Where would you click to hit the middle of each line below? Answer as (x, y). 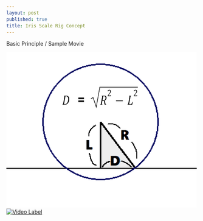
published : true (27, 19)
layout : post (23, 13)
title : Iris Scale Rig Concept (46, 26)
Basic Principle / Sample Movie (45, 44)
